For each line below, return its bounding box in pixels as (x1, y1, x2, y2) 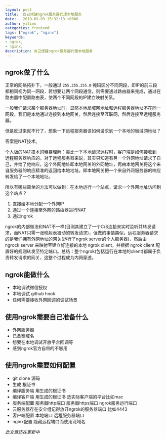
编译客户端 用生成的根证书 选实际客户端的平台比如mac (12, 394, 124, 399)
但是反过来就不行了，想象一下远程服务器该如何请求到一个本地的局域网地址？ (5, 128, 161, 134)
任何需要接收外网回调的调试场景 (12, 297, 78, 303)
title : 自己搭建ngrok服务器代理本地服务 (5, 12, 82, 17)
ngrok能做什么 (5, 270, 50, 279)
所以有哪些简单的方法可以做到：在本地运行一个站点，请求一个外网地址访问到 (5, 184, 161, 190)
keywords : (5, 35, 26, 40)
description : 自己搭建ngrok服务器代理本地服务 (5, 48, 93, 53)
